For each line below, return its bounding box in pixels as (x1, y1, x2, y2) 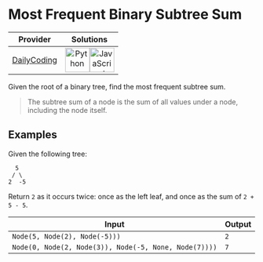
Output (225, 218, 252, 229)
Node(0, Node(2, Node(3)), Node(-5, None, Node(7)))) (12, 242, 217, 252)
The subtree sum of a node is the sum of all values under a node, (27, 96, 239, 107)
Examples (8, 128, 57, 142)
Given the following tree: (8, 149, 88, 158)
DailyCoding (12, 54, 57, 65)
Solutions (71, 34, 108, 45)
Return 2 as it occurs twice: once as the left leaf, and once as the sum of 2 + (8, 191, 254, 201)
